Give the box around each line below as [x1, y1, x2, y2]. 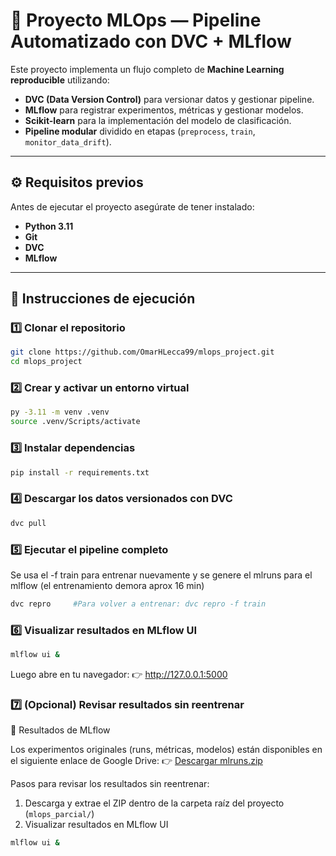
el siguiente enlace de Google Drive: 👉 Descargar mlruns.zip [10, 755, 263, 767]
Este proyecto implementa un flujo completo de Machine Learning [10, 63, 285, 75]
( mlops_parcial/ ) [24, 808, 95, 820]
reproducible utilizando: [10, 74, 110, 86]
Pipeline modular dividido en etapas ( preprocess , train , [24, 125, 256, 137]
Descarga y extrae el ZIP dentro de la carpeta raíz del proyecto [24, 797, 285, 809]
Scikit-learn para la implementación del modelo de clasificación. [24, 114, 292, 126]
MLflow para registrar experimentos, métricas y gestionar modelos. [24, 104, 304, 116]
